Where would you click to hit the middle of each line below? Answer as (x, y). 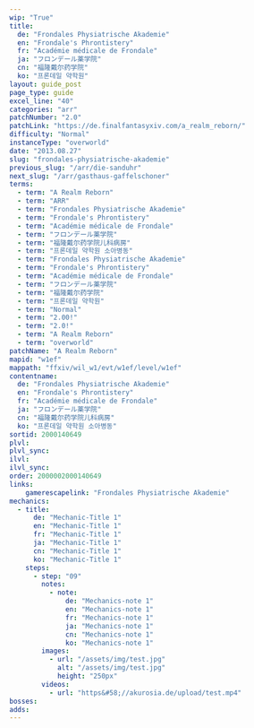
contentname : (34, 376)
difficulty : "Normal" (50, 134)
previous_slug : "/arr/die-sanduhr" (76, 168)
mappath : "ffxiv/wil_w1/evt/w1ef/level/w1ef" (95, 368)
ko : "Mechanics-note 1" (110, 643)
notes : (54, 585)
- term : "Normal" (50, 309)
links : (21, 484)
